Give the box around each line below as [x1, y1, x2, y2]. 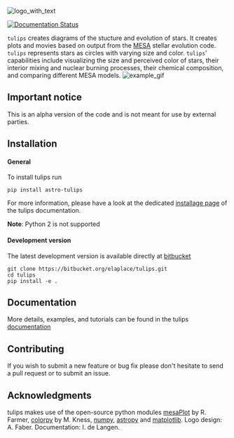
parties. [7, 117, 29, 126]
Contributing [7, 343, 64, 354]
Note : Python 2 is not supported [7, 220, 100, 228]
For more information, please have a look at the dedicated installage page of [7, 199, 228, 207]
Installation [7, 138, 57, 150]
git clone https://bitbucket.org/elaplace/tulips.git [7, 265, 168, 272]
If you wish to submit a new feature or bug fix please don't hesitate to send [7, 361, 224, 370]
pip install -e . [7, 277, 58, 284]
